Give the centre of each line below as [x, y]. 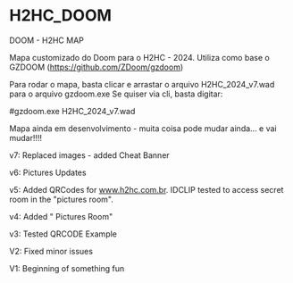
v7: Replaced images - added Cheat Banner [89, 155]
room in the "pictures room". [61, 199]
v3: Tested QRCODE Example [63, 234]
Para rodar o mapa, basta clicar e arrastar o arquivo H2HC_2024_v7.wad [142, 84]
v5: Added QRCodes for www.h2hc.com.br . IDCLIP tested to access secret [146, 189]
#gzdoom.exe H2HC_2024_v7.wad [72, 111]
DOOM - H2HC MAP [47, 40]
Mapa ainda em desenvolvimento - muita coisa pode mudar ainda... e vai [143, 128]
